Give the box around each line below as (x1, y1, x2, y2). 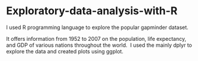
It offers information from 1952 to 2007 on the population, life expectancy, (6, 35, 187, 42)
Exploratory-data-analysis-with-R (6, 4, 178, 18)
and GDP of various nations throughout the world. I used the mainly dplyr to (6, 41, 193, 49)
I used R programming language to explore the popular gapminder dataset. (6, 24, 189, 31)
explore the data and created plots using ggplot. (6, 47, 123, 54)
